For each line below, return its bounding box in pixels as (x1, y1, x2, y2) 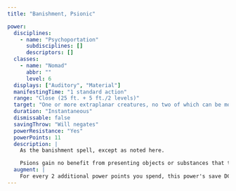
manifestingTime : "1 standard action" (13, 88, 128, 95)
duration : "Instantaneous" (13, 108, 93, 115)
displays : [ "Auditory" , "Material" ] (13, 81, 121, 88)
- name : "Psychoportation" (20, 36, 99, 43)
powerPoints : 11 (13, 134, 61, 141)
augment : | (13, 166, 46, 173)
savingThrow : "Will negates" (13, 121, 99, 128)
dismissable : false (13, 114, 71, 121)
